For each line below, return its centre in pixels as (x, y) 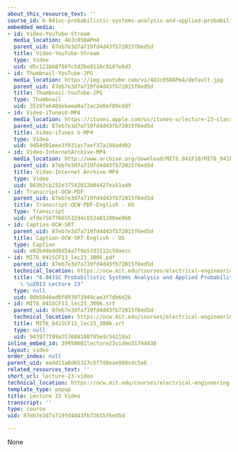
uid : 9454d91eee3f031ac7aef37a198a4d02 (73, 146)
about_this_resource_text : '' (52, 14)
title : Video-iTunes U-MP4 (53, 132)
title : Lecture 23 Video (44, 396)
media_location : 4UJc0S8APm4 (57, 40)
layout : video (28, 350)
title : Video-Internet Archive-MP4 (66, 172)
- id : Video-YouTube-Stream (49, 34)
